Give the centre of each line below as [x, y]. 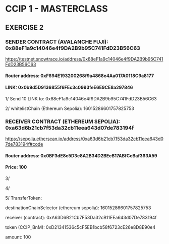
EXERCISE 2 [24, 27]
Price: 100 [16, 167]
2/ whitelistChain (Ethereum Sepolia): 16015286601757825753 [70, 108]
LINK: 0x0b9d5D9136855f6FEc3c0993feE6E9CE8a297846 [69, 87]
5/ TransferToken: [23, 198]
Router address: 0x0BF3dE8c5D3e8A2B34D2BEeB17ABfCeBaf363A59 [81, 156]
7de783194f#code [24, 144]
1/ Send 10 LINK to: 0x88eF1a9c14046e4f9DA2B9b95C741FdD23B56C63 [81, 98]
